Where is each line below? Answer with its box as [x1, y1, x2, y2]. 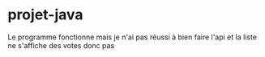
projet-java [7, 6, 83, 24]
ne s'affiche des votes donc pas [7, 40, 115, 50]
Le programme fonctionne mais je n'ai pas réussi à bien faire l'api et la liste [7, 32, 257, 42]
